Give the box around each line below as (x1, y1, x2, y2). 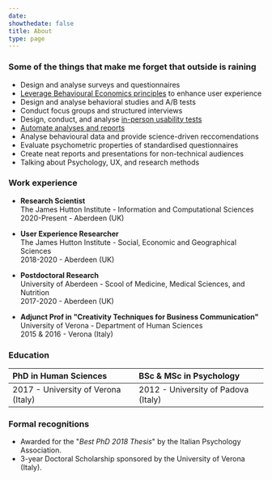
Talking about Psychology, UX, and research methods (19, 157, 200, 167)
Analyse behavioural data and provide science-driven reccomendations (19, 131, 259, 141)
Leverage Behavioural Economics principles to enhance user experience (19, 88, 262, 98)
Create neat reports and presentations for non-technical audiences (19, 148, 244, 158)
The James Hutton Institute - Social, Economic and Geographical (19, 237, 237, 247)
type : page (8, 34, 45, 43)
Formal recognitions (8, 418, 90, 430)
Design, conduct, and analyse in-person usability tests (19, 114, 202, 124)
